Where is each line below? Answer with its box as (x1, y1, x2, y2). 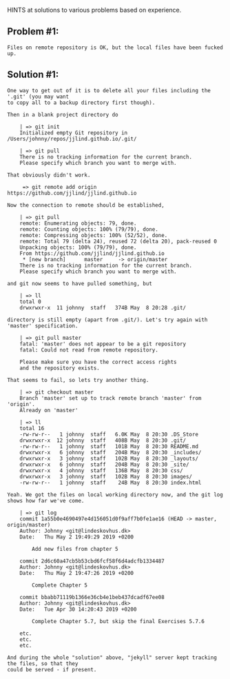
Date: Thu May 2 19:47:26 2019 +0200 (19, 569, 134, 576)
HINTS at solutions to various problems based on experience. (7, 6, 182, 14)
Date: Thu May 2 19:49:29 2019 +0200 (19, 534, 134, 540)
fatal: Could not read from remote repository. (19, 346, 158, 354)
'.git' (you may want (7, 93, 70, 100)
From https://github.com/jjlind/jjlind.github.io (19, 250, 165, 257)
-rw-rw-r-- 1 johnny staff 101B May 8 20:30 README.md (19, 443, 198, 450)
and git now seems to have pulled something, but (7, 280, 153, 287)
